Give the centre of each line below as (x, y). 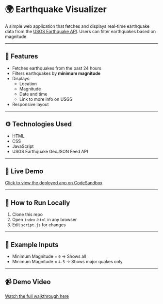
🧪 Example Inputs (32, 244)
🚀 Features (22, 56)
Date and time (33, 94)
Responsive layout (30, 104)
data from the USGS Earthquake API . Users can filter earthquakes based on (81, 31)
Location (28, 84)
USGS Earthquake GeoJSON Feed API (50, 151)
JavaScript (23, 146)
